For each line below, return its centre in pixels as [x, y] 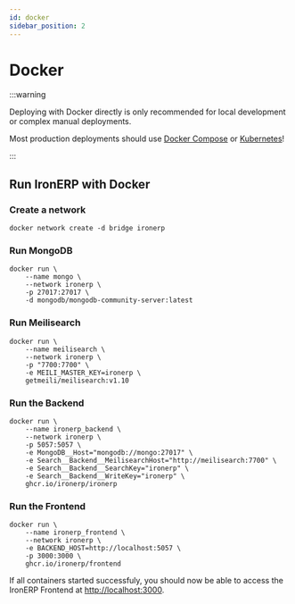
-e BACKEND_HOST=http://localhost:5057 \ [103, 549]
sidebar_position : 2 [48, 26]
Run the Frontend [48, 506]
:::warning [28, 95]
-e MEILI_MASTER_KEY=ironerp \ [83, 373]
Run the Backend [47, 403]
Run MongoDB [41, 251]
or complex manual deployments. [70, 122]
